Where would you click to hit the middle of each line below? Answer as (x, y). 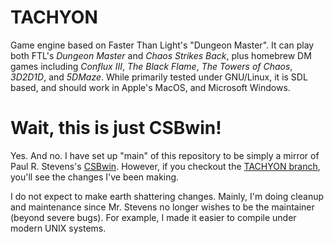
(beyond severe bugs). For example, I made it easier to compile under (153, 217)
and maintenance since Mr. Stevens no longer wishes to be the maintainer (162, 207)
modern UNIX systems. (58, 228)
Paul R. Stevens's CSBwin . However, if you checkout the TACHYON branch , (165, 166)
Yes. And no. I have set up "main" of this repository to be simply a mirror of (165, 155)
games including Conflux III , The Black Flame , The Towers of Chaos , (151, 66)
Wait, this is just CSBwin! (116, 128)
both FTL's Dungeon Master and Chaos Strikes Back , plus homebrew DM (161, 55)
